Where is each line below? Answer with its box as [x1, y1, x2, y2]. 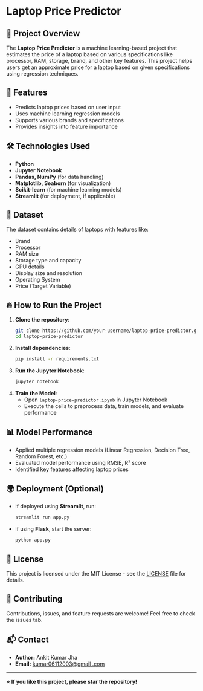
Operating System [14, 276, 60, 284]
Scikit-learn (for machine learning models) [14, 186, 122, 193]
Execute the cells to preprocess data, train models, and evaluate [24, 402, 184, 409]
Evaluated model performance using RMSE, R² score [14, 459, 146, 466]
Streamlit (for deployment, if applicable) [14, 192, 116, 200]
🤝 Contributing [6, 594, 63, 604]
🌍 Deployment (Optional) [6, 484, 105, 494]
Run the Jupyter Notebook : [14, 367, 85, 374]
